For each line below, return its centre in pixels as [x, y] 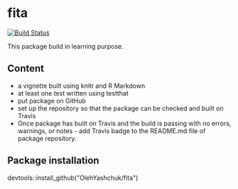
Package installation [53, 161]
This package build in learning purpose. [65, 46]
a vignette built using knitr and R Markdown [81, 86]
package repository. [47, 138]
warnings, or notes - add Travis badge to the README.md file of [112, 131]
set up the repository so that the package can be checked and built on [120, 108]
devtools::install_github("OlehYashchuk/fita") [73, 178]
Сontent [26, 69]
